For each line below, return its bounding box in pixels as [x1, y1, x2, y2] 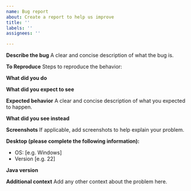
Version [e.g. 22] [14, 155, 56, 162]
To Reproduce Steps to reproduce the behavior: [6, 63, 122, 71]
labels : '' [6, 25, 33, 31]
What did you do [6, 75, 47, 82]
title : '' [6, 19, 31, 25]
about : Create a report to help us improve [6, 14, 115, 20]
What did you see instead [6, 115, 69, 122]
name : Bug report [6, 8, 49, 15]
